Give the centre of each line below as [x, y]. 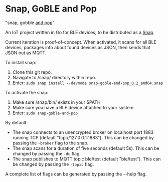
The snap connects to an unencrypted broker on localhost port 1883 [83, 132]
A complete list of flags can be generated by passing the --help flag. [76, 174]
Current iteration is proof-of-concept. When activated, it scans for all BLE [81, 42]
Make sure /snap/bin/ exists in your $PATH [56, 102]
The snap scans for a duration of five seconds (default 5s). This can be [86, 148]
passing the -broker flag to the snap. [50, 143]
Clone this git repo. [32, 72]
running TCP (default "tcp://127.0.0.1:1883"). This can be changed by [83, 137]
